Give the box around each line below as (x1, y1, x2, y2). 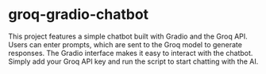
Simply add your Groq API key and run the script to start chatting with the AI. (8, 57, 259, 66)
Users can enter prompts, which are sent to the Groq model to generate (8, 39, 242, 49)
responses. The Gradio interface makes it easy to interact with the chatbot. (8, 48, 253, 57)
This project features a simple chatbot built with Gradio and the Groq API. (8, 31, 248, 41)
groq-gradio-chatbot (8, 6, 149, 24)
